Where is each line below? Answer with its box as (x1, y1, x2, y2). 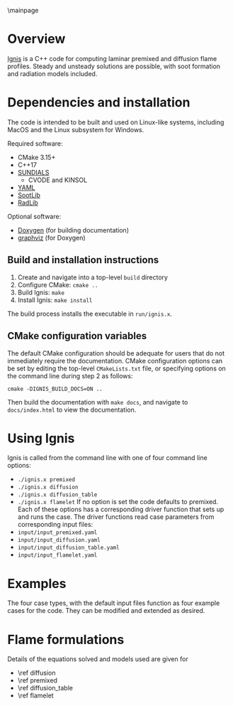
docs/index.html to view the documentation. (7, 405, 137, 414)
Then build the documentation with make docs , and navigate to (7, 397, 188, 406)
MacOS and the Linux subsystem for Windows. (7, 125, 144, 134)
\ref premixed (17, 676, 58, 685)
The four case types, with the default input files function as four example (7, 599, 220, 607)
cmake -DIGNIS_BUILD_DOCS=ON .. (7, 385, 103, 392)
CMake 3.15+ (17, 153, 56, 161)
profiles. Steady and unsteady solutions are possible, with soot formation (7, 62, 221, 70)
